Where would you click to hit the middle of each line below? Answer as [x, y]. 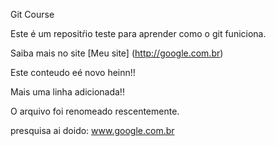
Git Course [32, 14]
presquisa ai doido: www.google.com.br [92, 130]
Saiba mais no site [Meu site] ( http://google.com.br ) [117, 53]
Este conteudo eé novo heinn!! [73, 72]
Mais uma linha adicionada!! [67, 92]
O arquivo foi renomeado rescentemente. [95, 111]
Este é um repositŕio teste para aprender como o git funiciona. [138, 33]
